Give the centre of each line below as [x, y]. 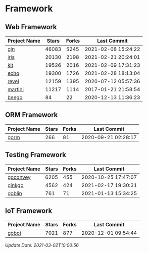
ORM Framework [31, 115]
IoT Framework [29, 211]
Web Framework [31, 27]
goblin [15, 193]
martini [16, 89]
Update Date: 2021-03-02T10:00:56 [42, 245]
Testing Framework [36, 155]
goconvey [19, 177]
